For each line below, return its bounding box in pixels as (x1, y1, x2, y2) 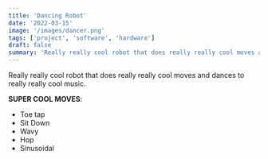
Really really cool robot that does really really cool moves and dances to (8, 71, 245, 79)
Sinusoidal (19, 144, 54, 153)
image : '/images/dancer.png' (8, 26, 105, 34)
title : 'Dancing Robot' (8, 11, 88, 20)
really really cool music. (8, 79, 86, 88)
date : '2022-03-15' (8, 19, 73, 27)
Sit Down (19, 118, 50, 127)
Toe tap (19, 110, 45, 119)
